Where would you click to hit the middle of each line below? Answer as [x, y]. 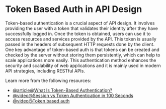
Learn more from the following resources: [48, 80]
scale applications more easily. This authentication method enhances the [81, 60]
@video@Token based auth [41, 100]
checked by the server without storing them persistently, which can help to [83, 55]
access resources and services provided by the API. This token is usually [81, 39]
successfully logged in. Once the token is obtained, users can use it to [78, 33]
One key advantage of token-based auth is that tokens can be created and [82, 49]
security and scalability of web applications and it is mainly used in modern [83, 65]
